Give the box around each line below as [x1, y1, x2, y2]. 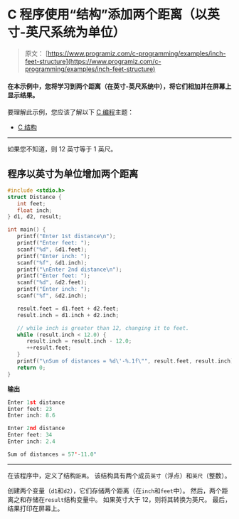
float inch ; [16, 207, 53, 214]
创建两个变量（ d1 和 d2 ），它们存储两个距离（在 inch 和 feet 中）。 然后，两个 [7, 486, 222, 495]
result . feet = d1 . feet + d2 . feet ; [16, 305, 119, 312]
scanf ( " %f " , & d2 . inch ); [16, 292, 87, 299]
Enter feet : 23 [7, 405, 53, 412]
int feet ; [16, 200, 46, 207]
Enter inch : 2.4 [7, 438, 55, 445]
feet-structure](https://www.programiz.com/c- [24, 57, 161, 65]
